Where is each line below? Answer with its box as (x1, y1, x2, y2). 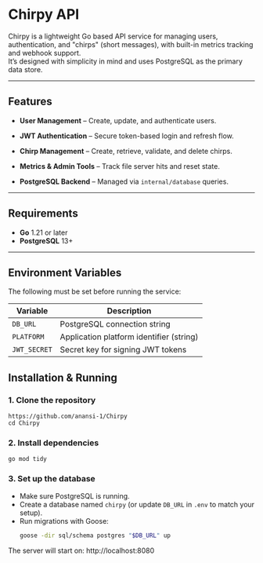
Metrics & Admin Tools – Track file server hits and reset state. (19, 161, 221, 170)
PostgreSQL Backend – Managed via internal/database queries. (19, 177, 229, 186)
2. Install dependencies (8, 437, 99, 448)
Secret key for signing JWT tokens (59, 344, 187, 355)
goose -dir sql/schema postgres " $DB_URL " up (19, 532, 171, 539)
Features (8, 95, 52, 108)
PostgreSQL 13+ (19, 236, 74, 245)
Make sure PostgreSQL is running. (19, 491, 131, 500)
